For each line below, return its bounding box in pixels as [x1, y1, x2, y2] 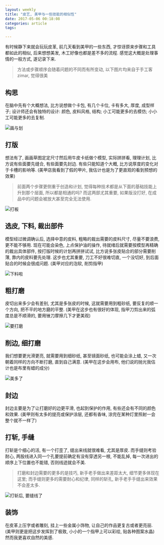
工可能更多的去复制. [5, 114, 46, 120]
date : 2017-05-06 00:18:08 [5, 16, 60, 21]
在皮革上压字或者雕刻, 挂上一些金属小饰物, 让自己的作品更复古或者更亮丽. [5, 522, 153, 528]
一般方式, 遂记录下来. [13, 56, 56, 62]
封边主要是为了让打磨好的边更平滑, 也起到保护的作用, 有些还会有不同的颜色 [5, 405, 156, 411]
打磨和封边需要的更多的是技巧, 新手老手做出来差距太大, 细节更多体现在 [17, 469, 160, 476]
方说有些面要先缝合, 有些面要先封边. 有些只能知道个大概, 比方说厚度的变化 [5, 160, 154, 167]
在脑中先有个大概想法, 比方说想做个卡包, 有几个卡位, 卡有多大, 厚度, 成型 [5, 102, 150, 108]
